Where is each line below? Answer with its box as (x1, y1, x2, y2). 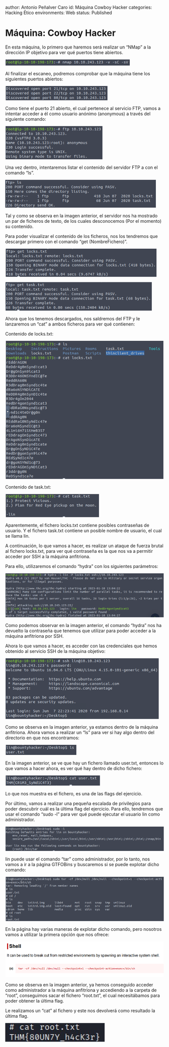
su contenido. (5, 223, 34, 229)
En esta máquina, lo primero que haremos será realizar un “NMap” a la (5, 44, 151, 50)
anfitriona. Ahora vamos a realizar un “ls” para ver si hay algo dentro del (5, 729, 155, 735)
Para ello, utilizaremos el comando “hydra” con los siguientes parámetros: (5, 563, 158, 569)
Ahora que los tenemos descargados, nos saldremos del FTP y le (5, 315, 140, 321)
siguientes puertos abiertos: (5, 76, 63, 82)
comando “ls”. (5, 169, 34, 176)
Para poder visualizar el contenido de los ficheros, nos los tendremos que (5, 233, 158, 239)
